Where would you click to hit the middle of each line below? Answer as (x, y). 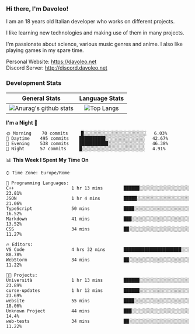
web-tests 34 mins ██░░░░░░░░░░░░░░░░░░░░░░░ (98, 321)
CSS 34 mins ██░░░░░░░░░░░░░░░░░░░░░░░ (98, 229)
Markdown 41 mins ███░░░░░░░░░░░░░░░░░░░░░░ (98, 219)
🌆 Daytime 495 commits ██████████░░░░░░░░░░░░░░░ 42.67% (87, 138)
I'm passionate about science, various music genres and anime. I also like (94, 44)
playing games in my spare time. (45, 50)
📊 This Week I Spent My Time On (47, 160)
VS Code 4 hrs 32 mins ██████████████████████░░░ (98, 249)
